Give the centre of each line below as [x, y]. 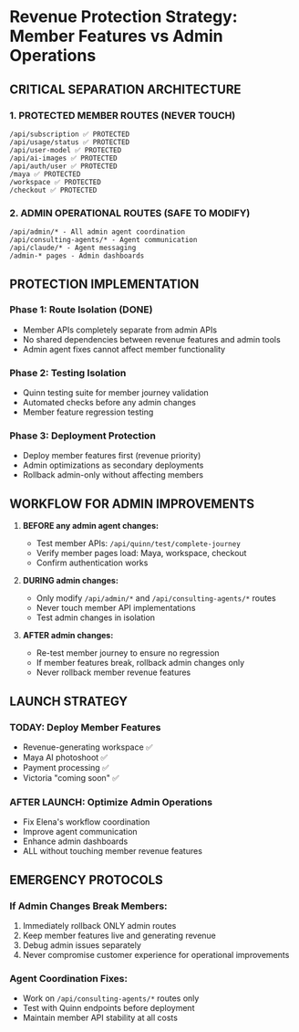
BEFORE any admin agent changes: [91, 526]
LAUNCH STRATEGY [69, 701]
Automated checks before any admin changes [109, 403]
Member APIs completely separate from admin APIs [119, 330]
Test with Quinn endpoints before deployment [108, 1008]
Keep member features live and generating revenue [119, 935]
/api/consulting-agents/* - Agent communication [103, 240]
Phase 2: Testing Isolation [68, 373]
